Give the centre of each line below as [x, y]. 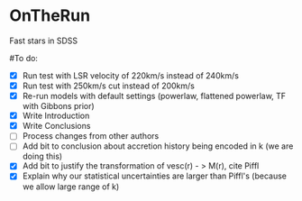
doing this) [42, 156]
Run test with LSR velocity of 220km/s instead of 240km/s [130, 75]
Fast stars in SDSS [44, 41]
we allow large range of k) [71, 187]
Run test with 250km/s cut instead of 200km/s [109, 86]
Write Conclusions [56, 126]
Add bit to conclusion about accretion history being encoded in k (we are [158, 146]
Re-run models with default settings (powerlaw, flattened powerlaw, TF [154, 96]
